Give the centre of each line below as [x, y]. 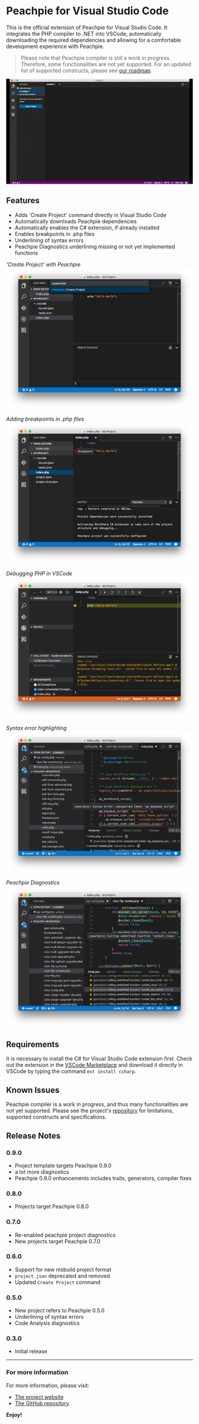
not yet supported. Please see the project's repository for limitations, [90, 1111]
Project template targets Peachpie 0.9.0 [63, 1165]
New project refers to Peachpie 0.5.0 [60, 1310]
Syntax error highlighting [36, 728]
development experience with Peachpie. [55, 46]
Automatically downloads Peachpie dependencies [76, 221]
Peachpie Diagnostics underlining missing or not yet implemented [95, 246]
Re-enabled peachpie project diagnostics [65, 1235]
